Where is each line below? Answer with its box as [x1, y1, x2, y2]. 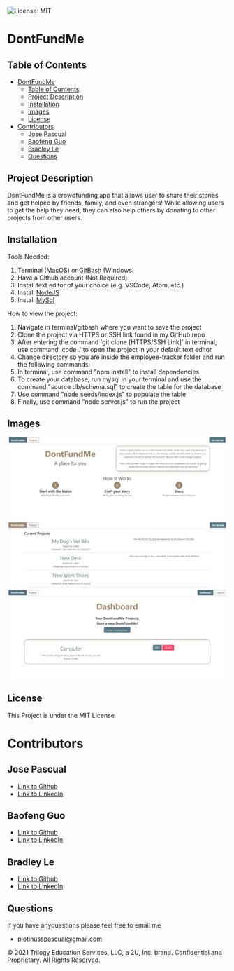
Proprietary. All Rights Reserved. [7, 956, 101, 964]
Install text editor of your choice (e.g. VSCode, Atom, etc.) [17, 280, 184, 289]
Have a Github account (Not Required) [17, 273, 128, 282]
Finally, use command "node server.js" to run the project [17, 397, 180, 406]
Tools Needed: [7, 252, 50, 261]
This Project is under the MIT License [7, 711, 115, 719]
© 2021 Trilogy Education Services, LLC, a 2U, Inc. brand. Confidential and [7, 949, 222, 956]
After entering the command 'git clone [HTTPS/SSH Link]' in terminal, [17, 337, 218, 346]
